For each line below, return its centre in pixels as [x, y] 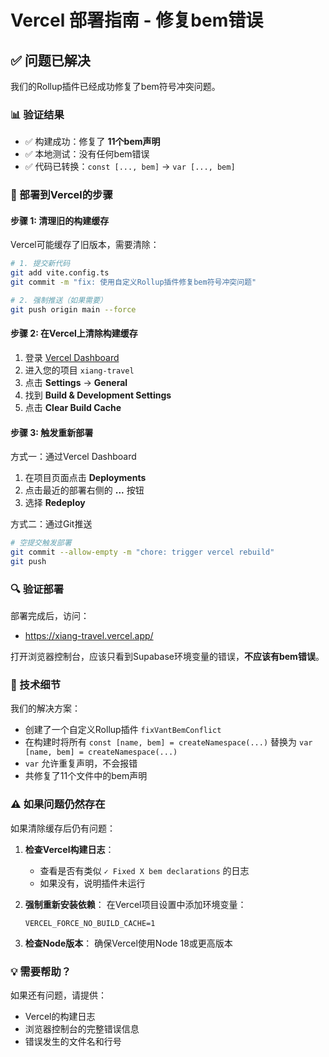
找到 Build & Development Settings [98, 395]
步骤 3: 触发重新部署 [52, 432]
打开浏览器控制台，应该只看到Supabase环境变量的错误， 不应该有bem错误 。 [167, 657]
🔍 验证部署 [37, 589]
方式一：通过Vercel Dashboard [73, 457]
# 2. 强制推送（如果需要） [59, 301]
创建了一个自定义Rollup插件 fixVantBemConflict [123, 730]
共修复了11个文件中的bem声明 [86, 776]
